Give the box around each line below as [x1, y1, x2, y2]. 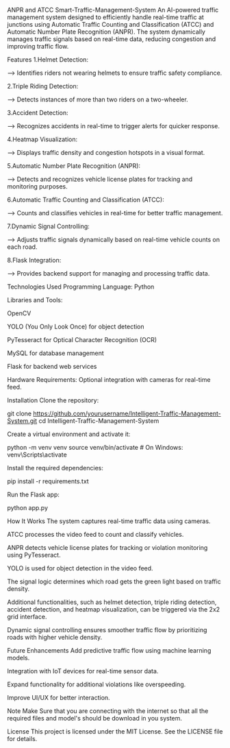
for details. [7, 735, 38, 743]
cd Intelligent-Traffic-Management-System [38, 417, 159, 424]
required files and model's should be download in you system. [7, 714, 183, 722]
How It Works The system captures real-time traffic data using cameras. [7, 517, 211, 525]
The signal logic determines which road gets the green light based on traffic [7, 577, 221, 586]
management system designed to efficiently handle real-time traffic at [7, 13, 204, 21]
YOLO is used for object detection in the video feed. [7, 564, 153, 572]
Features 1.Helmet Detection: [7, 56, 89, 64]
